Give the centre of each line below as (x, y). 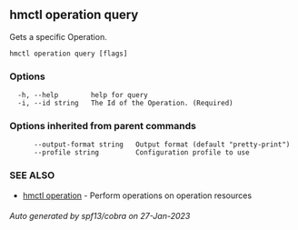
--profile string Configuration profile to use (141, 153)
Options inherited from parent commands (103, 126)
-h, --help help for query (83, 95)
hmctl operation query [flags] (69, 54)
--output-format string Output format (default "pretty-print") (162, 145)
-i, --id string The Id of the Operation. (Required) (125, 104)
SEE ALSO (32, 175)
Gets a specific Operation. (58, 36)
